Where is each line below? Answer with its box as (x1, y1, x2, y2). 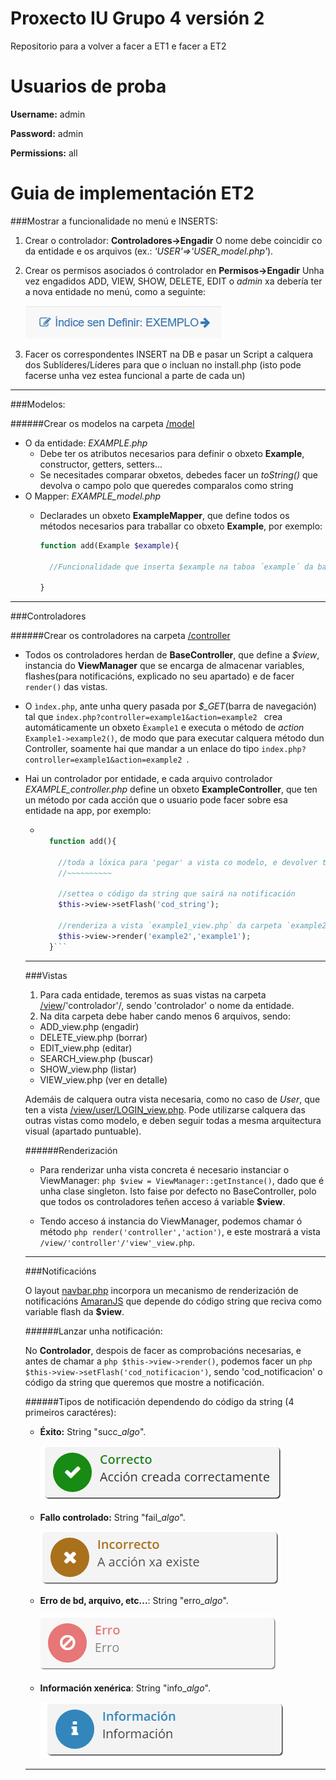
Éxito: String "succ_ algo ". (39, 1425, 147, 1437)
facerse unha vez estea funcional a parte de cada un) (24, 369, 246, 381)
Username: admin (10, 108, 86, 120)
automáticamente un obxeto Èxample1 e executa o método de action (24, 722, 305, 734)
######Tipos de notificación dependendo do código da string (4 (24, 1395, 295, 1407)
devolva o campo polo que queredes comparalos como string (39, 479, 294, 491)
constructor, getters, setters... (39, 458, 163, 470)
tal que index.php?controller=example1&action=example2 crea (24, 711, 283, 723)
